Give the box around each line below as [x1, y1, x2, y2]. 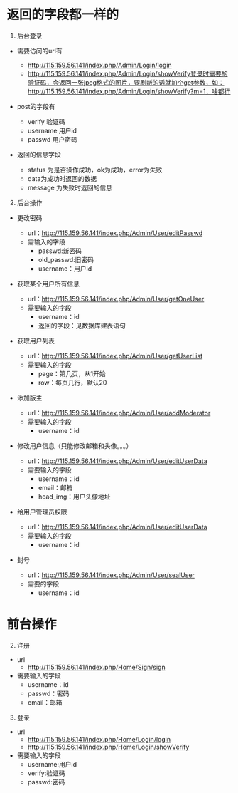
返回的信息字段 [16, 150, 61, 159]
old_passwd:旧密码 [38, 255, 94, 264]
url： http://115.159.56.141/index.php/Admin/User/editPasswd [27, 229, 203, 237]
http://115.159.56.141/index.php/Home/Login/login [27, 735, 171, 743]
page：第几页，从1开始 [38, 369, 106, 378]
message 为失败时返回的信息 [27, 183, 113, 192]
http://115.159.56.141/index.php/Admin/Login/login [27, 61, 172, 69]
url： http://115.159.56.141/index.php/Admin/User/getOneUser [27, 294, 205, 303]
